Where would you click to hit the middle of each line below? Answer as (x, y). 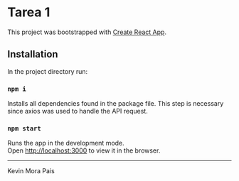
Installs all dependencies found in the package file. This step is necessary (116, 104)
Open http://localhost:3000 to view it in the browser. (84, 150)
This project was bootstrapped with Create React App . (87, 32)
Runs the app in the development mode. (66, 143)
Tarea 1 (29, 12)
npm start (24, 128)
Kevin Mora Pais (31, 171)
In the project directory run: (48, 71)
